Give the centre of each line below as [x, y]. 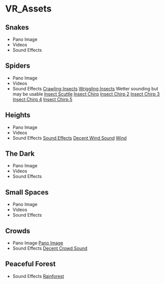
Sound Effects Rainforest [38, 276]
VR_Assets [28, 9]
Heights [18, 115]
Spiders [18, 66]
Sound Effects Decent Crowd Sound [50, 248]
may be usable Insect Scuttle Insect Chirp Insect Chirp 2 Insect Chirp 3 [86, 94]
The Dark [20, 154]
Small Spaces [27, 192]
